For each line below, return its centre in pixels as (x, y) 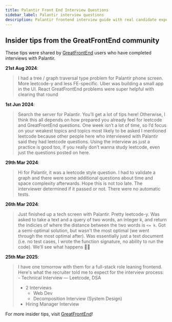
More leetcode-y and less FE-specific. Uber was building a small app (91, 84)
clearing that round (38, 94)
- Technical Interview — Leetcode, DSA (59, 278)
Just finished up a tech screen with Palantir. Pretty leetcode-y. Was (89, 214)
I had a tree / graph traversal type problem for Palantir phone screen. (90, 78)
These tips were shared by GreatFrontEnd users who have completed (79, 53)
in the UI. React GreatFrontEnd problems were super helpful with (86, 89)
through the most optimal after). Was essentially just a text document (91, 236)
